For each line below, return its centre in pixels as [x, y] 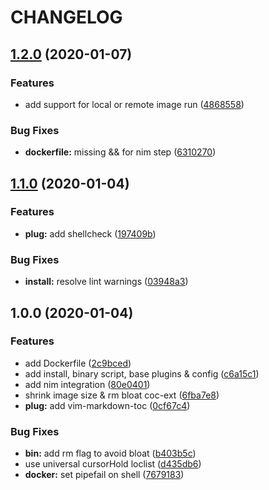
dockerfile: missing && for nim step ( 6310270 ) [120, 152]
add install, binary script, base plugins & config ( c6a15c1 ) [142, 373]
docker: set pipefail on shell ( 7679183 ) [104, 475]
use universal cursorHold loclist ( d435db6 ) [113, 464]
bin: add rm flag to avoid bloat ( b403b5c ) [110, 453]
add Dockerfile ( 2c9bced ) [78, 363]
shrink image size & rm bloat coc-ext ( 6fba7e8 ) [122, 395]
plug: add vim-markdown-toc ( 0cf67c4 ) [107, 405]
